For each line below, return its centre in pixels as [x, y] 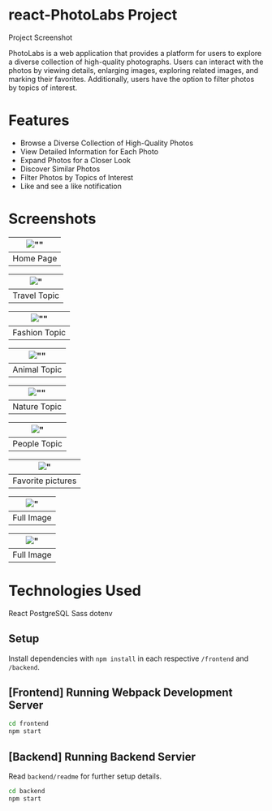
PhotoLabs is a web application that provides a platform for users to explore [135, 53]
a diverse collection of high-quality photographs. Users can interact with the [136, 62]
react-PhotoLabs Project [93, 15]
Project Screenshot [41, 37]
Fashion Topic [39, 332]
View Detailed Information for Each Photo [89, 151]
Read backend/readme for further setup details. [85, 776]
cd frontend [28, 724]
